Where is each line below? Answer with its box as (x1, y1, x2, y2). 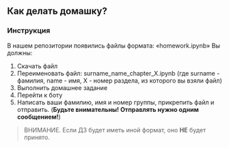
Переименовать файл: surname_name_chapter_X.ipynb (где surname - (16, 69, 220, 77)
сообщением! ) (16, 113, 62, 121)
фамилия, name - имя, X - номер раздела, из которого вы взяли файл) (16, 76, 222, 85)
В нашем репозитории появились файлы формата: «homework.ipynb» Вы (7, 41, 221, 50)
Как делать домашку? (7, 5, 108, 17)
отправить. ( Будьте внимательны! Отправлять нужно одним (16, 105, 200, 113)
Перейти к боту (16, 91, 63, 99)
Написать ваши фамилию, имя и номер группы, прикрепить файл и (16, 98, 215, 106)
